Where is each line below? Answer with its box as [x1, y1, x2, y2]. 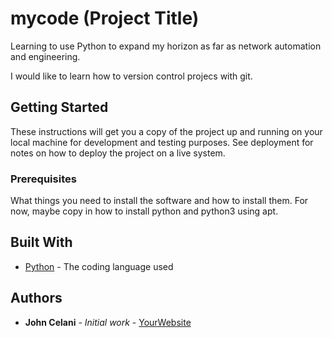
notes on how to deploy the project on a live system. [10, 147, 226, 159]
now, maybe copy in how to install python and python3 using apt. [10, 205, 279, 217]
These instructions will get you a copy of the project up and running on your [10, 125, 323, 137]
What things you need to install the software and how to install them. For [10, 195, 309, 207]
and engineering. [10, 50, 81, 62]
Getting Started [10, 99, 109, 116]
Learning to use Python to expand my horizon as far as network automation [10, 40, 322, 52]
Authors [10, 290, 63, 307]
